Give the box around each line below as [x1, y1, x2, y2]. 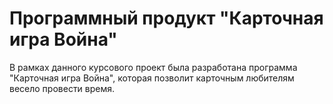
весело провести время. [9, 82, 116, 94]
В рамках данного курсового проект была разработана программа [9, 61, 298, 73]
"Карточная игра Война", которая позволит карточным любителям [9, 72, 295, 84]
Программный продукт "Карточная [9, 7, 324, 30]
